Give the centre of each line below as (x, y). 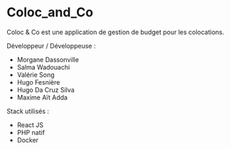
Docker (28, 140)
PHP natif (31, 132)
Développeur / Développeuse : (51, 45)
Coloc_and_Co (50, 12)
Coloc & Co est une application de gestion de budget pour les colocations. (116, 32)
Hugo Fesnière (38, 82)
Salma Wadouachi (43, 67)
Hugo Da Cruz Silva (46, 90)
